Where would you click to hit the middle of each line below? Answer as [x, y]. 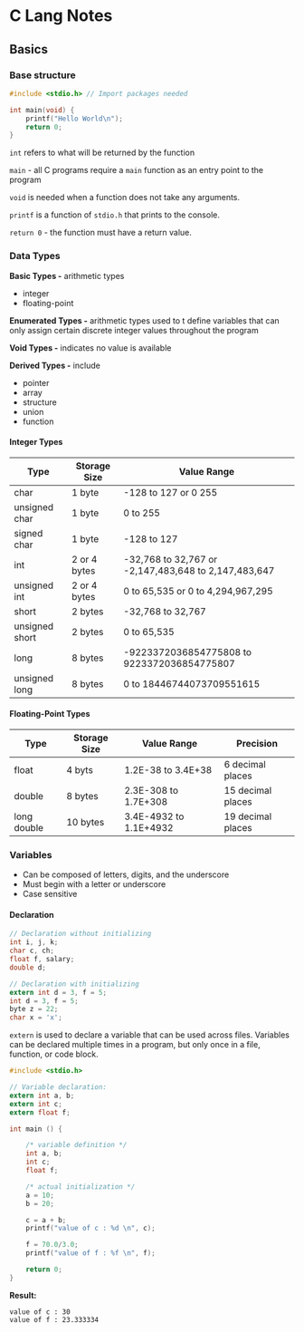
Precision [257, 743]
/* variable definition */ [76, 1145]
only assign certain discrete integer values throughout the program [134, 330]
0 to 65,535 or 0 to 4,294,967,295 [198, 591]
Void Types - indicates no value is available [90, 347]
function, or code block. [54, 1054]
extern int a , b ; [42, 1096]
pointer [36, 382]
